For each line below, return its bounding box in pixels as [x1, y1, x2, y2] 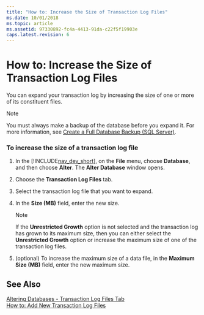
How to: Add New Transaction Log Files [6, 302, 106, 309]
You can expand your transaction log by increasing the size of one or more [6, 91, 194, 99]
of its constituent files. [6, 98, 63, 105]
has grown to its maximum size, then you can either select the [15, 230, 172, 237]
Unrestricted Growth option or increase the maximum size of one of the [15, 237, 197, 244]
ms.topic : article [6, 20, 53, 26]
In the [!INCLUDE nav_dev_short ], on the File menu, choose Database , [15, 157, 191, 165]
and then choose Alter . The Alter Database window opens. [15, 164, 165, 172]
